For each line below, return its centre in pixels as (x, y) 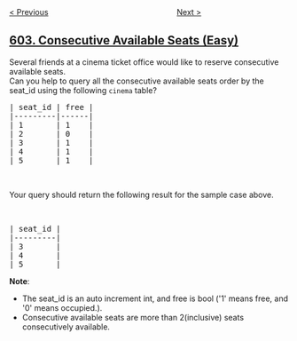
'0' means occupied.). (62, 307)
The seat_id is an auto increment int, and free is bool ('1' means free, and (155, 298)
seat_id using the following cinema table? (83, 90)
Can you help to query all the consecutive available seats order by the (137, 81)
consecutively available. (66, 327)
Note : (20, 281)
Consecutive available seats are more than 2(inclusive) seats (133, 317)
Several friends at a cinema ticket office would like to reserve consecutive (144, 62)
